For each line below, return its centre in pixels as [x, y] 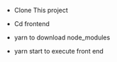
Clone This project [41, 10]
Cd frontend [32, 24]
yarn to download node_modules [62, 37]
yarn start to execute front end [59, 51]
